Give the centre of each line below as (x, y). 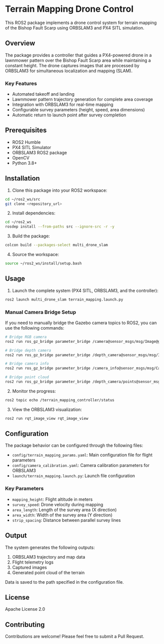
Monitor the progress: (34, 391)
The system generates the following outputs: (50, 547)
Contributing (25, 625)
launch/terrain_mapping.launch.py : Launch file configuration (73, 476)
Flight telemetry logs (33, 562)
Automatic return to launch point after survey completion (69, 115)
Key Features (21, 83)
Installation (22, 178)
